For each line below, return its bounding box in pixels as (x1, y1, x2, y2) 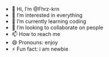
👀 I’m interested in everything (11, 12, 83, 19)
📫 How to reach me (11, 31, 60, 37)
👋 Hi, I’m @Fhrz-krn (11, 6, 60, 12)
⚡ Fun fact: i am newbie (11, 45, 69, 52)
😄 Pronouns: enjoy (11, 39, 59, 46)
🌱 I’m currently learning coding (11, 18, 87, 24)
